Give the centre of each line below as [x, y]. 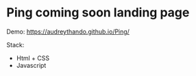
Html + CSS [33, 58]
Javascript [31, 65]
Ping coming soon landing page [98, 13]
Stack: [15, 45]
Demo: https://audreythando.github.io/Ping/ [68, 31]
